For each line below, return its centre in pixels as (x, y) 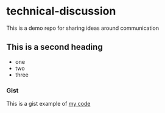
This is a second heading (55, 47)
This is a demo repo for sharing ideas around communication (83, 28)
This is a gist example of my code (48, 104)
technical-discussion (61, 11)
